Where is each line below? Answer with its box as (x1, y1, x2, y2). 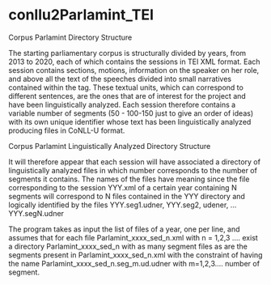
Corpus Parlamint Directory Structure (8, 32, 133, 42)
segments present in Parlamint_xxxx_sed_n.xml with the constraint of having (8, 249, 263, 260)
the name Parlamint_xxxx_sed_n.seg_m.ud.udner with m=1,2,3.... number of (8, 258, 260, 268)
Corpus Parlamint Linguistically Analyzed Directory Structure (8, 141, 211, 151)
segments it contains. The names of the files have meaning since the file (8, 174, 250, 184)
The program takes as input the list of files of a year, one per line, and (8, 224, 240, 234)
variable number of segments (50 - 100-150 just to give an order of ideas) (8, 108, 253, 118)
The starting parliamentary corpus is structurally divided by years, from (8, 48, 247, 57)
